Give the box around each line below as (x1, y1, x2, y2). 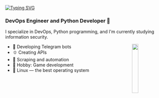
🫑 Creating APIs (12, 49, 47, 55)
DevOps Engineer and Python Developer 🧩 (5, 17, 111, 24)
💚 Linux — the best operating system (12, 67, 90, 73)
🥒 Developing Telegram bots (12, 44, 71, 50)
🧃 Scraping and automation (12, 57, 69, 63)
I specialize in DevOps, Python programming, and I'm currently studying (5, 29, 154, 35)
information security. (5, 34, 48, 40)
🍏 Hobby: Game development (12, 62, 74, 68)
